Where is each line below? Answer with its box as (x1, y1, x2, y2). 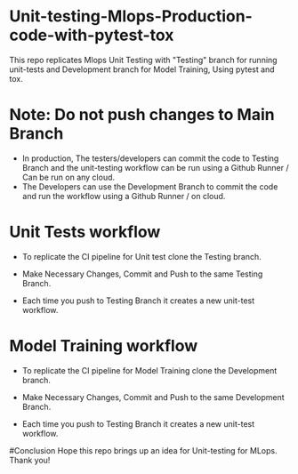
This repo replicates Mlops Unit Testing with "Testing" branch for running (9, 54, 278, 65)
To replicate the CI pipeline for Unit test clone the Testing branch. (21, 251, 262, 261)
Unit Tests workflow (9, 222, 161, 242)
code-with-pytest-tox (9, 25, 174, 45)
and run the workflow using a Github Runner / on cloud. (21, 190, 226, 201)
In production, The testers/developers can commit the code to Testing (21, 153, 279, 164)
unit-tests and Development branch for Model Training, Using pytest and (9, 64, 275, 75)
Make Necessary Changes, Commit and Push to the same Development (21, 391, 285, 402)
